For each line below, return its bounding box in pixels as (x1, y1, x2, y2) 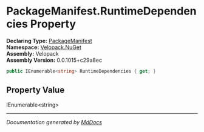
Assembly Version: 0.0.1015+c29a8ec (6, 56, 102, 64)
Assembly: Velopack (6, 50, 59, 57)
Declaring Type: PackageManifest (6, 37, 92, 44)
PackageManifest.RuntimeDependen (6, 4, 197, 18)
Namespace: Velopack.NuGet (6, 44, 82, 51)
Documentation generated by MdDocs (6, 118, 102, 125)
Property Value (6, 85, 65, 95)
